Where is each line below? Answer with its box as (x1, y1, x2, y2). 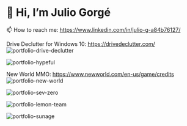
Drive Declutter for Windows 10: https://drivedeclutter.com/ (6, 40, 156, 48)
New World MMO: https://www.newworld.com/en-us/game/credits (6, 70, 174, 78)
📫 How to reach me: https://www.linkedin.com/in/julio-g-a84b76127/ (6, 26, 181, 33)
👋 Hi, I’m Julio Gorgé (6, 6, 111, 20)
